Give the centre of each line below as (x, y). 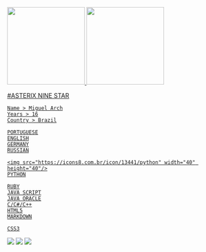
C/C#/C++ (20, 204)
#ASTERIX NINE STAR (38, 95)
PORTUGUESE (23, 132)
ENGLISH (18, 138)
